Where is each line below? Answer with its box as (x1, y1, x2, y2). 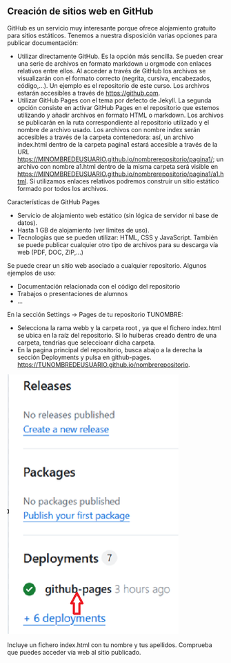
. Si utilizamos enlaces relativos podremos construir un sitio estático (26, 176, 219, 185)
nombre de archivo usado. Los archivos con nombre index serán (17, 125, 201, 134)
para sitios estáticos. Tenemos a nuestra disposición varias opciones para (7, 31, 217, 39)
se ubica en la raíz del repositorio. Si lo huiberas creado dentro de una (17, 331, 217, 339)
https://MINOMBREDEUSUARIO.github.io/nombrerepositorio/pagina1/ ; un (17, 155, 224, 163)
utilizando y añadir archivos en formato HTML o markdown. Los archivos (17, 111, 224, 119)
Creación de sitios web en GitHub (7, 6, 154, 17)
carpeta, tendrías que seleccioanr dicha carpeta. (17, 338, 157, 347)
